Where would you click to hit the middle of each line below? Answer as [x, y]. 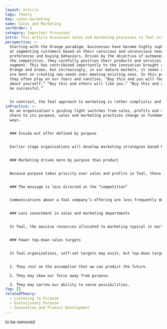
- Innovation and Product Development [50, 308]
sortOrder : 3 [19, 28]
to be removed [20, 322]
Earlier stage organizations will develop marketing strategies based [84, 147]
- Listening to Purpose [34, 299]
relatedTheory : [21, 294]
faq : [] [13, 289]
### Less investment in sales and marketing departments [70, 213]
